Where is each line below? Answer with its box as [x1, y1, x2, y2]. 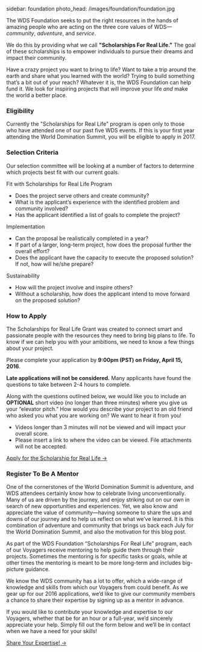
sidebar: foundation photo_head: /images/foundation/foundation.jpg [6, 5, 175, 12]
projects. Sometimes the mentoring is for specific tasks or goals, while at [6, 553, 188, 560]
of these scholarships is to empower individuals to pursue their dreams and [6, 48, 194, 55]
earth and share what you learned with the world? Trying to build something [6, 73, 195, 79]
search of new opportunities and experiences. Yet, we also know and [6, 503, 178, 510]
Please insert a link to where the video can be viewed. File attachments [14, 436, 192, 444]
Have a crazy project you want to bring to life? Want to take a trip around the [6, 66, 196, 73]
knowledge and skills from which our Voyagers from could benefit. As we [6, 584, 188, 591]
